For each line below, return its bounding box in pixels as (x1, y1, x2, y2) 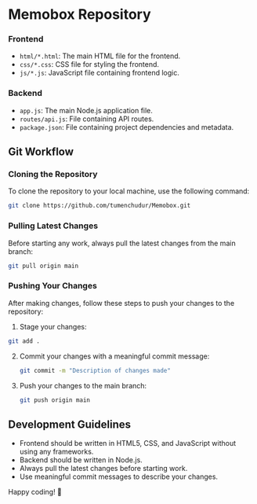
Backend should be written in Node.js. (19, 455, 143, 465)
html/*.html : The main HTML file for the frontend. (19, 51, 181, 61)
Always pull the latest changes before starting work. (19, 464, 188, 473)
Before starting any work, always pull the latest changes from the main (8, 238, 237, 248)
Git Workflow (8, 145, 74, 159)
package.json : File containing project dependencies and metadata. (19, 122, 234, 131)
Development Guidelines (8, 418, 132, 431)
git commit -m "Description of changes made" (19, 366, 171, 374)
